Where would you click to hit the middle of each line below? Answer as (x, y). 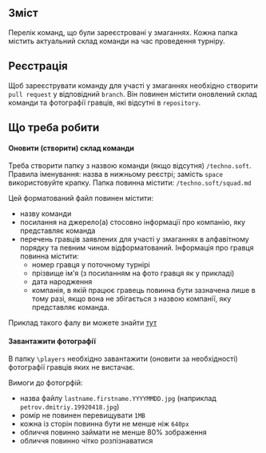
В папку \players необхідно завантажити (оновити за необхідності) (123, 359)
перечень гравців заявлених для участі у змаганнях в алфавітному (134, 239)
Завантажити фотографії (52, 341)
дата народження (62, 282)
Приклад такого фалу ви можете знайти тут (83, 323)
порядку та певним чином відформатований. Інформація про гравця (137, 248)
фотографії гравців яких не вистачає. (72, 367)
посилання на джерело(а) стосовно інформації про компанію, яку (133, 222)
